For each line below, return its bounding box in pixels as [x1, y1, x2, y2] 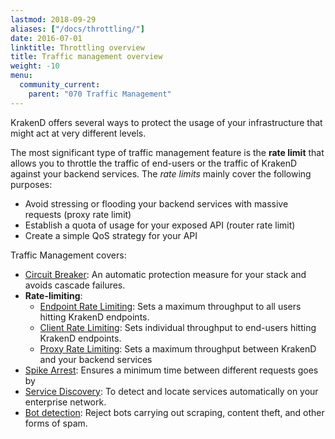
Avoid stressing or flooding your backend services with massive [24, 197, 289, 210]
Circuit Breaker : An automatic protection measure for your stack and [24, 268, 307, 280]
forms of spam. [24, 417, 88, 429]
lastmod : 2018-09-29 [10, 14, 97, 25]
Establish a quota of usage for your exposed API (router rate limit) [24, 219, 296, 231]
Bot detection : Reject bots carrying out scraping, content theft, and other [24, 406, 325, 418]
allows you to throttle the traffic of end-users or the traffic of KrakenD [10, 157, 298, 169]
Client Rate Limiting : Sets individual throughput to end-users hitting [39, 321, 317, 333]
